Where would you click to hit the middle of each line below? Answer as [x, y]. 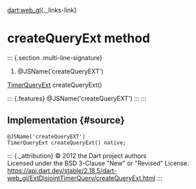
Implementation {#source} [66, 121]
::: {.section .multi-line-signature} [55, 57]
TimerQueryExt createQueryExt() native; [67, 143]
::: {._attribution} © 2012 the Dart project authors [77, 155]
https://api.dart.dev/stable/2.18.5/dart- [62, 170]
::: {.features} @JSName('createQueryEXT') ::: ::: [77, 98]
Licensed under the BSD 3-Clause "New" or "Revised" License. [98, 163]
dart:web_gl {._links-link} [42, 10]
